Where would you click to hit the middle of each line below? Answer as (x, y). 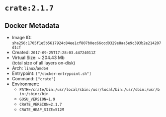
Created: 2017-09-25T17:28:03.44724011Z (53, 52)
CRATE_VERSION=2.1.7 (41, 105)
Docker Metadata (32, 26)
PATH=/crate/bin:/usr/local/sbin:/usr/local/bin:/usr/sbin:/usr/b (89, 90)
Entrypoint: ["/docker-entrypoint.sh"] (51, 73)
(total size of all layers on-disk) (43, 63)
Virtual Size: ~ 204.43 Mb (38, 58)
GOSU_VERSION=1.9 (37, 99)
